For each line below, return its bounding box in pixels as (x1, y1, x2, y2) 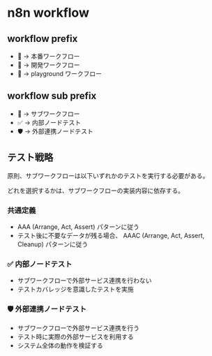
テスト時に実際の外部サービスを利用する (17, 332, 134, 341)
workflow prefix (7, 33, 78, 45)
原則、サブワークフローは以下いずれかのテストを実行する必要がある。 (7, 171, 209, 179)
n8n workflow (7, 5, 89, 21)
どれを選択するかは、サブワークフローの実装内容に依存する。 (7, 186, 185, 195)
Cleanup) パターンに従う (17, 239, 89, 249)
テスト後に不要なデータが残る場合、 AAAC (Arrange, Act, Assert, (17, 231, 205, 239)
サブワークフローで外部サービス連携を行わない (17, 276, 152, 285)
